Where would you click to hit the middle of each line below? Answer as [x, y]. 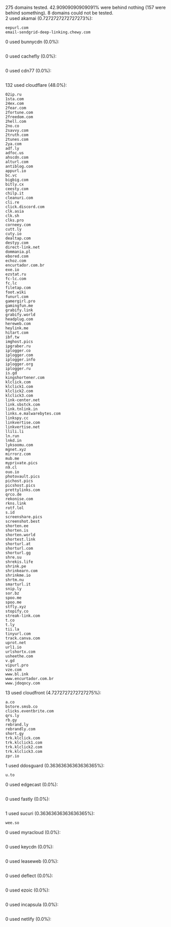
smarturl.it [18, 584]
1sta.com [15, 99]
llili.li [15, 431]
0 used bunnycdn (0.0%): [32, 42]
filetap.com [18, 288]
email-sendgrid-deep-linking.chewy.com [48, 32]
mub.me [12, 459]
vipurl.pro [17, 665]
